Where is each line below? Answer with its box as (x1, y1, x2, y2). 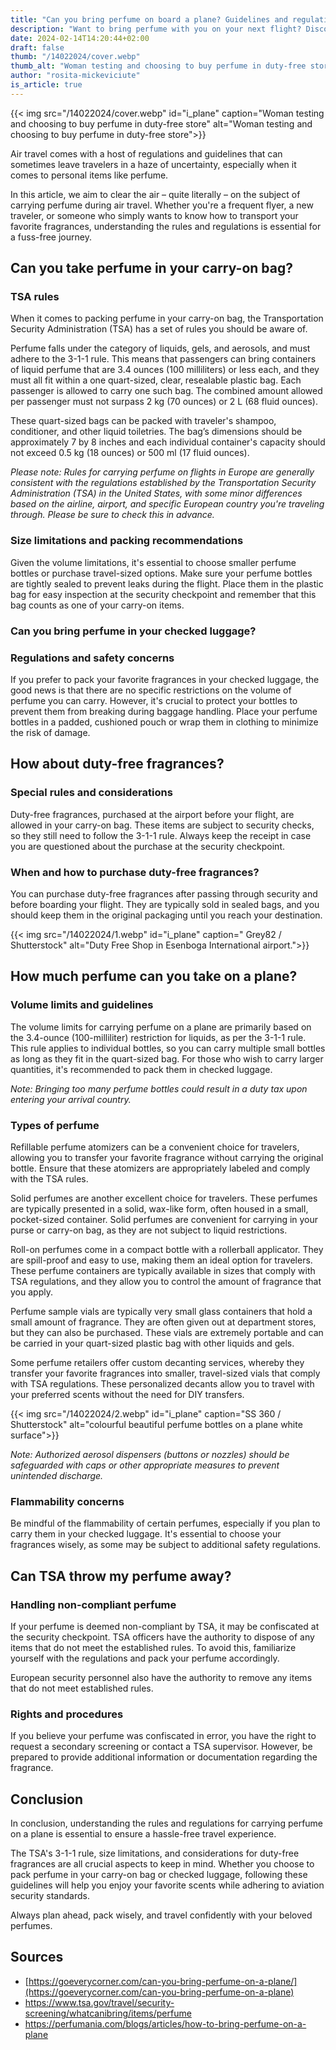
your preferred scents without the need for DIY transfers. (10, 1388, 245, 1400)
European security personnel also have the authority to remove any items (10, 1671, 313, 1683)
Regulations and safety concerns (10, 651, 175, 665)
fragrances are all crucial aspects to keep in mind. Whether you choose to (10, 1858, 315, 1870)
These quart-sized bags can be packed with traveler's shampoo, (10, 415, 277, 427)
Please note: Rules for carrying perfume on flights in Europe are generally (10, 466, 315, 478)
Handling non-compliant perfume (10, 1597, 177, 1611)
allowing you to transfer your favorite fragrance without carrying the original (10, 1151, 324, 1163)
